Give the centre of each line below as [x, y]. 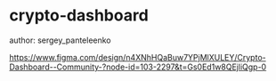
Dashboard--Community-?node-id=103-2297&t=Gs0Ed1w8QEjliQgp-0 [138, 67]
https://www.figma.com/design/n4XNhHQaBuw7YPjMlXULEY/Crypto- [138, 57]
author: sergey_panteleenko [60, 40]
